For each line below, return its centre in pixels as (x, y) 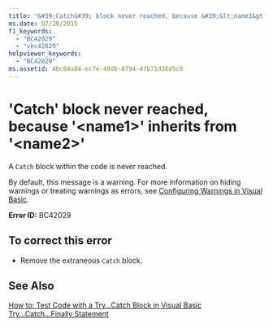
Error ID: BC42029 (40, 215)
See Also (31, 286)
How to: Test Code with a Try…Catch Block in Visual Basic (105, 305)
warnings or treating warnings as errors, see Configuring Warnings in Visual (135, 190)
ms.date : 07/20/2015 (43, 24)
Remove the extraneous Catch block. (81, 260)
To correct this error (60, 241)
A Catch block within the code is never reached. (88, 166)
